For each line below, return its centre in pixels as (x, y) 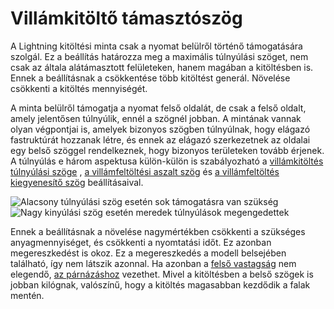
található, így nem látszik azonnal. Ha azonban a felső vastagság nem (153, 263)
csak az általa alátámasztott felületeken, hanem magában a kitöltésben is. (162, 67)
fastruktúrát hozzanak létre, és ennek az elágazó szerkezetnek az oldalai (160, 139)
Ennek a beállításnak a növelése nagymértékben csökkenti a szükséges (158, 231)
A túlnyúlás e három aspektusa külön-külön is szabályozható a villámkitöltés (167, 161)
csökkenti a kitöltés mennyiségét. (79, 88)
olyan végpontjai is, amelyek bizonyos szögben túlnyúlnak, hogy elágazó (160, 129)
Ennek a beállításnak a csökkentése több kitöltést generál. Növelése (150, 78)
